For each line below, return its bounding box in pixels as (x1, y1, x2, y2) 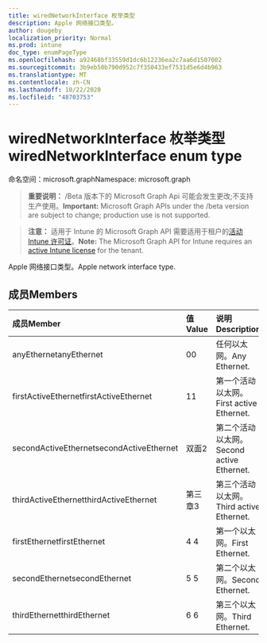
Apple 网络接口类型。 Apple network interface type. (8, 262, 176, 271)
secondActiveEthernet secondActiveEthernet (12, 442, 179, 454)
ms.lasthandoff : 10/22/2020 (8, 85, 102, 94)
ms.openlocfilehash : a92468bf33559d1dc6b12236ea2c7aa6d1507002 (8, 57, 222, 64)
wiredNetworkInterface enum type (8, 147, 242, 166)
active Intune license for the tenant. (27, 246, 145, 255)
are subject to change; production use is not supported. (27, 210, 211, 220)
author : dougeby (8, 26, 62, 34)
